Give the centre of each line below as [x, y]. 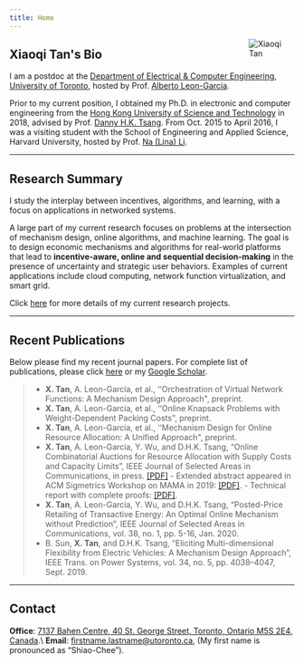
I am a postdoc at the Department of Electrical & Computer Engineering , [143, 76]
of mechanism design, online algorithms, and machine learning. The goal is [149, 237]
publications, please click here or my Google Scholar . [109, 371]
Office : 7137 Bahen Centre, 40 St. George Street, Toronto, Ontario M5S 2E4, [151, 630]
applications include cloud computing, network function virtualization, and [148, 276]
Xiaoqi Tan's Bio [56, 55]
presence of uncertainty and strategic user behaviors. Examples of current [148, 266]
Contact [33, 609]
